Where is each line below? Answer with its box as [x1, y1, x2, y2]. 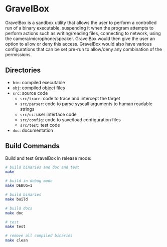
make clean [5, 238, 28, 243]
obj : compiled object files [12, 85, 65, 91]
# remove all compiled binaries [5, 233, 73, 238]
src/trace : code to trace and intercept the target [20, 95, 120, 101]
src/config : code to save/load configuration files [20, 116, 121, 123]
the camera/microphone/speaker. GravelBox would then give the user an [5, 36, 155, 42]
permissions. [5, 51, 32, 58]
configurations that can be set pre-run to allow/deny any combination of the [5, 46, 162, 52]
